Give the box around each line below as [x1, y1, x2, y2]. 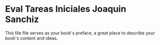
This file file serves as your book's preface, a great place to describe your [5, 30, 155, 36]
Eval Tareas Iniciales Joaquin [5, 3, 127, 15]
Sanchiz [5, 14, 39, 25]
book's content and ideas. [5, 35, 58, 41]
